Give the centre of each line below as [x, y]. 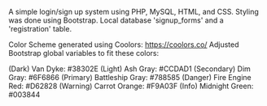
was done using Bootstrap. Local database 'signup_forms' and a [116, 20]
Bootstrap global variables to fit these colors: [84, 53]
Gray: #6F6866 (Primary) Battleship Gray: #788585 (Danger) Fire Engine [130, 77]
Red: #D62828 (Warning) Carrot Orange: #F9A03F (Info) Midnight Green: [131, 86]
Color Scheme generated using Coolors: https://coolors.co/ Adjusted [124, 45]
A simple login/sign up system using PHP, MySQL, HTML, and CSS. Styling [133, 12]
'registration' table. [40, 29]
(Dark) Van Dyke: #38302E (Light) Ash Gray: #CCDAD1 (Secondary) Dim [129, 69]
